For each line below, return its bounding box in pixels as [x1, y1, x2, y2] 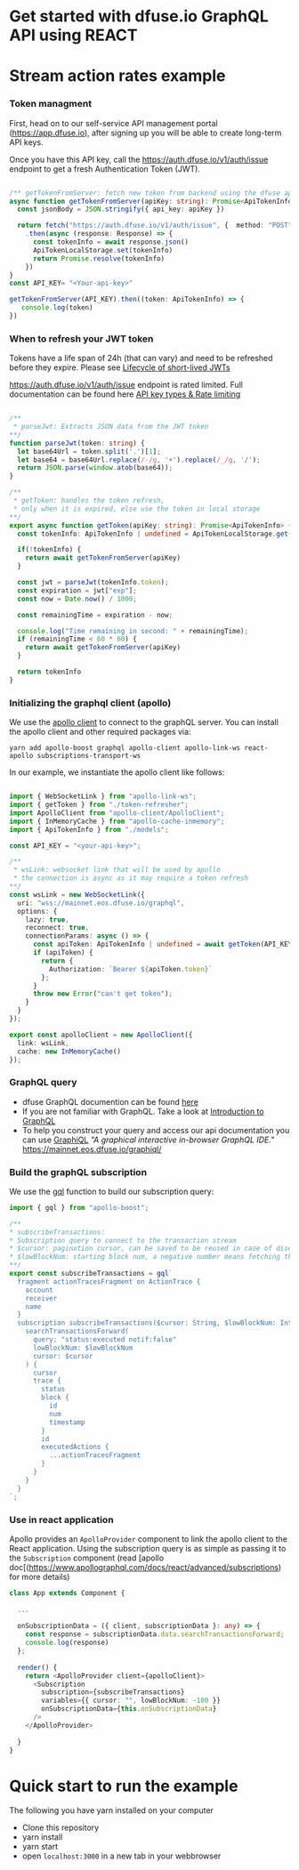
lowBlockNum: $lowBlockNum [32, 1343, 133, 1352]
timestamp [48, 1417, 86, 1427]
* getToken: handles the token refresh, [12, 496, 166, 505]
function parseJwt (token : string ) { [9, 439, 145, 447]
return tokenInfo [17, 667, 82, 677]
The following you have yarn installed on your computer [9, 1805, 214, 1816]
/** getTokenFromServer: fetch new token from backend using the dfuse [9, 189, 280, 197]
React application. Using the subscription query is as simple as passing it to [9, 1543, 287, 1553]
